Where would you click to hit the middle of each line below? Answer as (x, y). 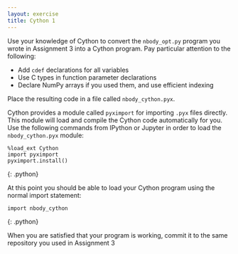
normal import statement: (44, 195)
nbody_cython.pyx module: (45, 135)
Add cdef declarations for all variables (73, 70)
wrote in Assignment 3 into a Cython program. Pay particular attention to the (119, 48)
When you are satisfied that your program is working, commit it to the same (118, 235)
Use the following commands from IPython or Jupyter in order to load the (114, 127)
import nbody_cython (38, 208)
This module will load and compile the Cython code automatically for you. (115, 120)
